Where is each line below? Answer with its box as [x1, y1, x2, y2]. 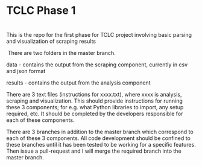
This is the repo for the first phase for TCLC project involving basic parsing [6, 31, 192, 39]
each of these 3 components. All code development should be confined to [6, 135, 191, 142]
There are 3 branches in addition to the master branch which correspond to [6, 128, 194, 136]
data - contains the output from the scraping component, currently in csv [6, 61, 188, 68]
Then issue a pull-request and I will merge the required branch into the [6, 147, 182, 155]
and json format [6, 68, 46, 75]
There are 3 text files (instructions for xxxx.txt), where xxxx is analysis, [6, 91, 182, 98]
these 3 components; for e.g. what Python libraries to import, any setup [6, 104, 184, 111]
